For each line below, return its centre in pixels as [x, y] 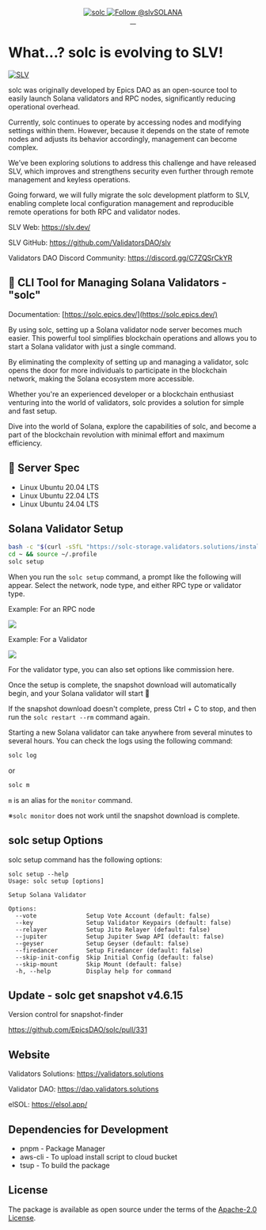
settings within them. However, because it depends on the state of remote [129, 130]
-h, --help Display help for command [93, 971]
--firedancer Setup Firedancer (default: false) [109, 950]
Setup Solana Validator [47, 895]
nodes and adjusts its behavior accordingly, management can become [123, 139]
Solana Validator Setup [66, 528]
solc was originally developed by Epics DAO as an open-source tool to [123, 90]
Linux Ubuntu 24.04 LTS [59, 504]
